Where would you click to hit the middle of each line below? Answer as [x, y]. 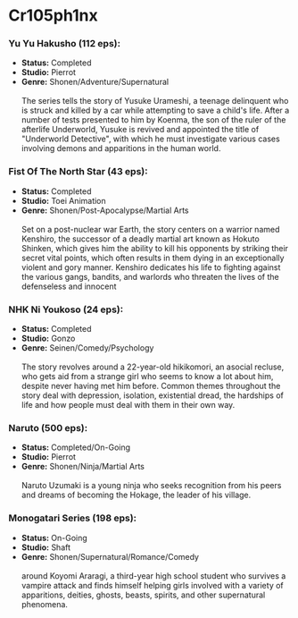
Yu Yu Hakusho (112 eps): [65, 44]
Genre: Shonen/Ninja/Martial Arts [83, 467]
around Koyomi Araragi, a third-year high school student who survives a [153, 576]
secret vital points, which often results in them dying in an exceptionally [153, 258]
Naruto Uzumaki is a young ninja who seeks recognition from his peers [151, 486]
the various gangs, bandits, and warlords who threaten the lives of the [150, 276]
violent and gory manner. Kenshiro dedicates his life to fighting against [151, 267]
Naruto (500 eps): [48, 428]
